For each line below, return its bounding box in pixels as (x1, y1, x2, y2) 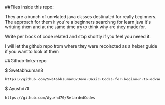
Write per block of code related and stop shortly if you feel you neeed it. (5, 34, 151, 39)
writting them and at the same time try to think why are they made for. (5, 24, 146, 30)
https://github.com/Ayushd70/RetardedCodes (5, 95, 96, 100)
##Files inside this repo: (5, 4, 54, 10)
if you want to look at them (5, 49, 59, 54)
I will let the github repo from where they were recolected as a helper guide (5, 43, 157, 49)
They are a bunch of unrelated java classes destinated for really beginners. (5, 14, 157, 19)
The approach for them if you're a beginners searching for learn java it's (5, 19, 151, 25)
